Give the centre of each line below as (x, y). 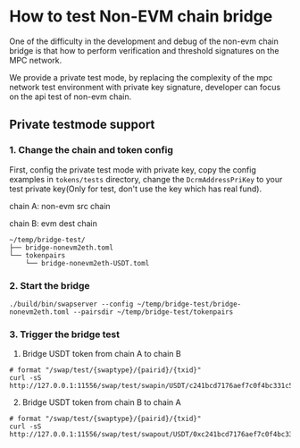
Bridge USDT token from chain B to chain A (101, 402)
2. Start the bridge (50, 285)
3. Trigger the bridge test (65, 334)
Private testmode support (82, 125)
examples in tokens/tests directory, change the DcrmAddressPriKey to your (146, 179)
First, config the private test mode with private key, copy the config (133, 169)
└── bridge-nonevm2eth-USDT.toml (87, 263)
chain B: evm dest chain (54, 223)
